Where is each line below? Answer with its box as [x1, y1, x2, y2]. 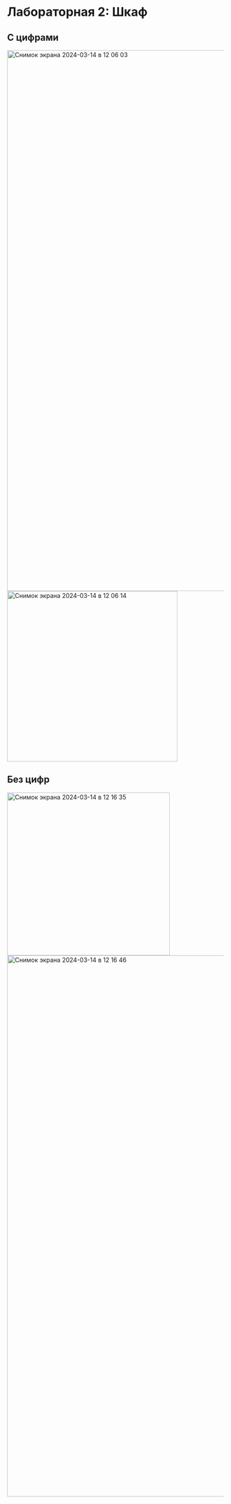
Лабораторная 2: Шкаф [7, 4, 148, 20]
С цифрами [7, 32, 59, 43]
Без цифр [7, 774, 50, 785]
